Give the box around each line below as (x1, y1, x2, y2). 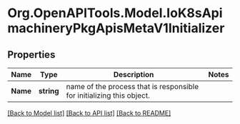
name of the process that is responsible (66, 82, 199, 91)
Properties (7, 48, 56, 61)
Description (113, 70, 154, 79)
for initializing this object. (66, 91, 150, 100)
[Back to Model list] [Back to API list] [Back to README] (7, 109, 171, 117)
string (38, 86, 59, 95)
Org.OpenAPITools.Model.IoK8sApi (7, 5, 223, 21)
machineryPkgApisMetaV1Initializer (7, 20, 225, 36)
